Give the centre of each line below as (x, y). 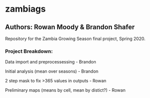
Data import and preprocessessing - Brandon (51, 62)
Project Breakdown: (29, 51)
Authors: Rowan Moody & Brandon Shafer (70, 27)
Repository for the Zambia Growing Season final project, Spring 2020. (75, 39)
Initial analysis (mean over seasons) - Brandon (52, 71)
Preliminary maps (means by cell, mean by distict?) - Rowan (65, 90)
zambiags (25, 9)
